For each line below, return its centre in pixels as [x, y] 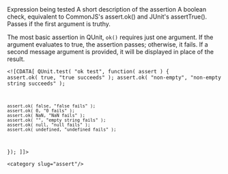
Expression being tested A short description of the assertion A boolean [107, 9]
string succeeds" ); [37, 84]
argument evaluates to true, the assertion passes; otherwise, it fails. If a [108, 45]
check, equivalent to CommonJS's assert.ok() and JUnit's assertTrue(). [107, 16]
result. [16, 59]
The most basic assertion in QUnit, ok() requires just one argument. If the [110, 37]
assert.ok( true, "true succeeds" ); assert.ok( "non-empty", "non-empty [114, 77]
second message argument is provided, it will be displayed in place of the [110, 52]
